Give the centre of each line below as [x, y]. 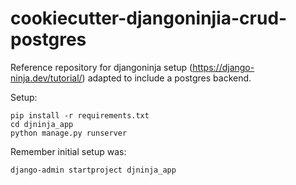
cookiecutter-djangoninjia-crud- [149, 18]
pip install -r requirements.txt [80, 115]
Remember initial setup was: [68, 151]
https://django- [223, 67]
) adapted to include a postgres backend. [166, 78]
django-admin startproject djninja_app [93, 170]
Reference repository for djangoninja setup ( [101, 67]
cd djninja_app [42, 124]
